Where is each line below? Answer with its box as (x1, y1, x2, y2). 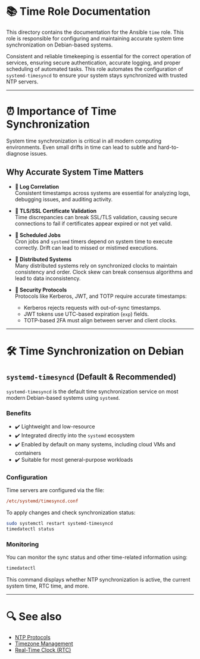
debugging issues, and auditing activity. (14, 195, 113, 203)
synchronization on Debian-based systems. (6, 41, 113, 48)
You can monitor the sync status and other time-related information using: (6, 554, 187, 561)
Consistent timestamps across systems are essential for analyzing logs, (14, 189, 190, 197)
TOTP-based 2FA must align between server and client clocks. (23, 316, 177, 324)
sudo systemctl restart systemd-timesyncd (6, 521, 113, 527)
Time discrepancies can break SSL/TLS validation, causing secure (14, 213, 177, 220)
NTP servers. (6, 78, 39, 85)
